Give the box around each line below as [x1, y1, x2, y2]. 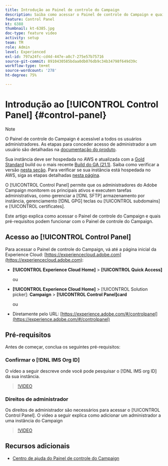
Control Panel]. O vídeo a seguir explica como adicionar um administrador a [5, 412, 161, 418]
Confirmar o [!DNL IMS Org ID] [5, 357, 80, 364]
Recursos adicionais [5, 442, 70, 450]
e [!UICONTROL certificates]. [5, 203, 65, 209]
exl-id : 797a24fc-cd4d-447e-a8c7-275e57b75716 [5, 54, 104, 59]
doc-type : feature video [5, 31, 57, 36]
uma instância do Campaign [5, 418, 63, 424]
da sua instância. [5, 373, 40, 379]
